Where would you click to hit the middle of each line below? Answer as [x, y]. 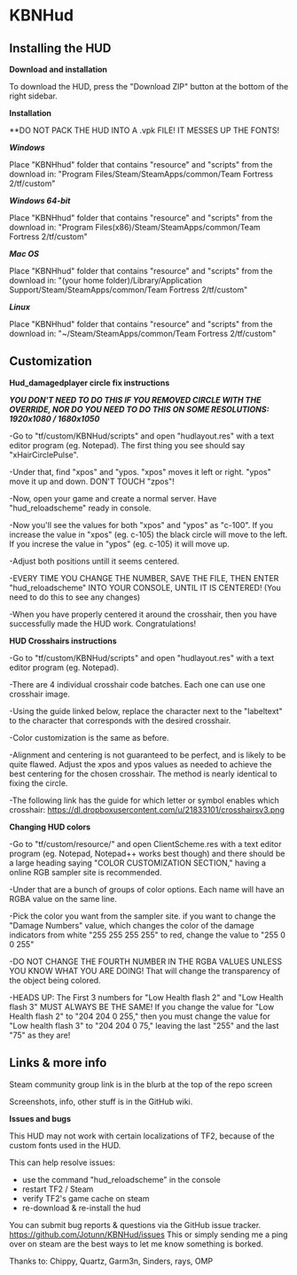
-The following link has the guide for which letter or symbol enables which [144, 800]
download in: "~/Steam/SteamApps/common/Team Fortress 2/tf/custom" [143, 334]
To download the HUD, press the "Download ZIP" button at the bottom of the [149, 86]
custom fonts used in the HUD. [65, 1145]
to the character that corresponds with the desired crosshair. [120, 720]
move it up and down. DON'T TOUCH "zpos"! [92, 481]
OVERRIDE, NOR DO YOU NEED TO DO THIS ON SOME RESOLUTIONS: [139, 409]
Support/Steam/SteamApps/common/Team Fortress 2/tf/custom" [129, 290]
